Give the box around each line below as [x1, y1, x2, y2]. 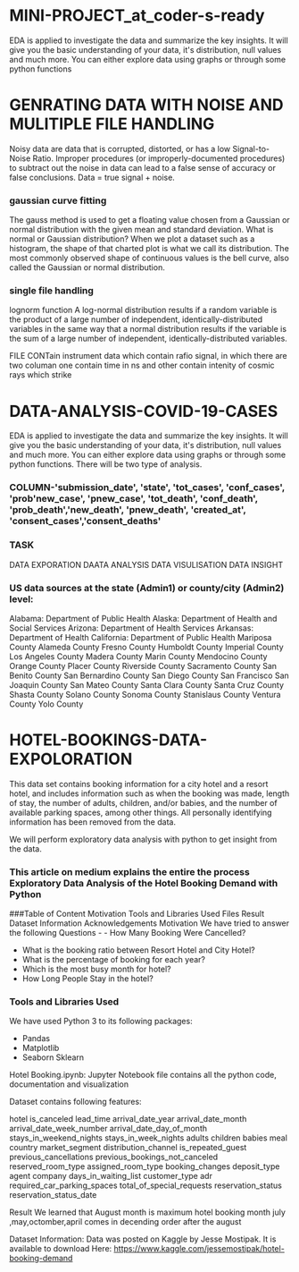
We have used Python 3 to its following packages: [9, 1016, 194, 1027]
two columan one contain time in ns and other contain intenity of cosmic [9, 360, 275, 371]
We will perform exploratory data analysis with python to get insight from [9, 834, 278, 844]
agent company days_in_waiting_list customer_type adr [9, 1171, 212, 1182]
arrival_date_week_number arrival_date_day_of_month [9, 1124, 208, 1134]
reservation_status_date [9, 1190, 97, 1200]
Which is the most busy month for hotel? [21, 963, 171, 975]
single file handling [9, 284, 94, 297]
